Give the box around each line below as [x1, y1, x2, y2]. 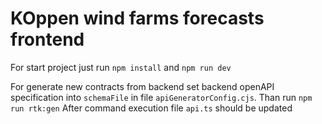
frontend [10, 28, 85, 51]
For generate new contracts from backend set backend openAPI [10, 80, 275, 92]
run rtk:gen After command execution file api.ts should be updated [10, 102, 293, 114]
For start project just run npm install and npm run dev [10, 61, 232, 73]
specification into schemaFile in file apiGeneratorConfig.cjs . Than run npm [10, 91, 313, 103]
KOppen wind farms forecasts [10, 7, 265, 30]
